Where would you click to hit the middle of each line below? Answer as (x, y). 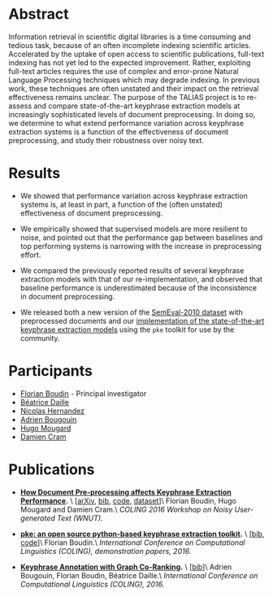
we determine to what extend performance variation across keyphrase (126, 123)
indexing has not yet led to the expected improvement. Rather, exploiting (130, 63)
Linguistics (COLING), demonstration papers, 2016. (106, 551)
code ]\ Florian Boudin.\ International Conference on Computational (132, 543)
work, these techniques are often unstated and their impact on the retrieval (134, 88)
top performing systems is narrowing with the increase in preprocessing (141, 246)
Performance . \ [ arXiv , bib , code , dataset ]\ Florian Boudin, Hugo (128, 500)
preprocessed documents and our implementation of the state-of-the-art (142, 320)
